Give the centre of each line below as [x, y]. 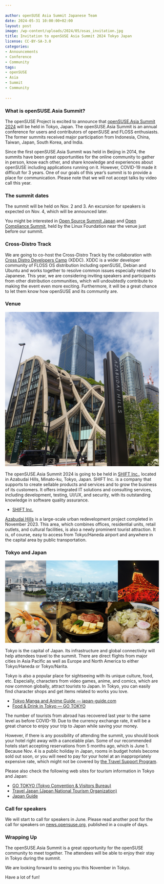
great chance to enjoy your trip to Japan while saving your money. [72, 726]
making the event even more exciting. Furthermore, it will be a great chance [81, 286]
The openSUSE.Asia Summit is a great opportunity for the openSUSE [74, 848]
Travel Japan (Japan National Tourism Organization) [64, 790]
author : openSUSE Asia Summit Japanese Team [51, 15]
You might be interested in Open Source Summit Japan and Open [71, 221]
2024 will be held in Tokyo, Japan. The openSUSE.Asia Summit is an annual [81, 126]
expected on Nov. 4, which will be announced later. [57, 212]
